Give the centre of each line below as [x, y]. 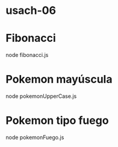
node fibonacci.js [27, 55]
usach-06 [31, 11]
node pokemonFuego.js [35, 137]
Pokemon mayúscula [59, 80]
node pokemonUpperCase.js [41, 96]
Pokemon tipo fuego [57, 121]
